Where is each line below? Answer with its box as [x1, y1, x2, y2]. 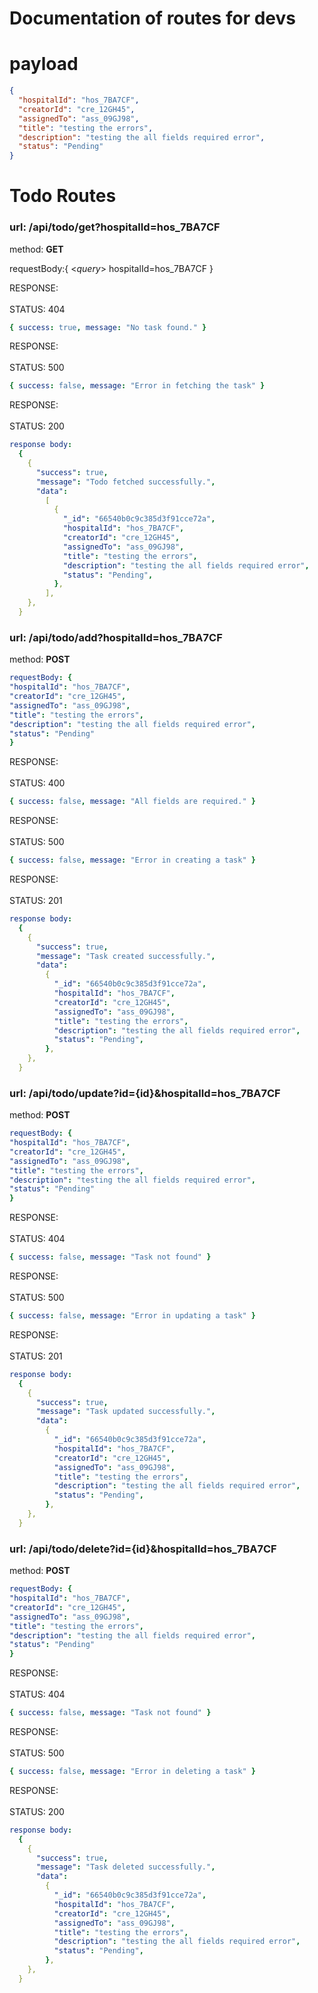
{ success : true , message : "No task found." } [9, 322, 207, 332]
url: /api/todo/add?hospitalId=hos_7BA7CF [9, 630, 223, 644]
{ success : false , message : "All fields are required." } [9, 797, 256, 807]
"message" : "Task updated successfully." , [35, 1407, 216, 1417]
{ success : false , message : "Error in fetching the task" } [9, 381, 266, 391]
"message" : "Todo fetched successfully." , [35, 477, 216, 487]
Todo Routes [9, 185, 117, 207]
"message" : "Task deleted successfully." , [35, 1862, 216, 1872]
